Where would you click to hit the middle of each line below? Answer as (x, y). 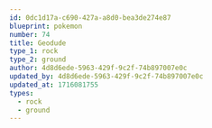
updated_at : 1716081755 (54, 85)
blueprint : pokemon (46, 26)
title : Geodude (38, 43)
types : (22, 93)
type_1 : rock (34, 51)
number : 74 (30, 34)
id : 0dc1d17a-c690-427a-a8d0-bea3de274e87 (90, 18)
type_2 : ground (38, 59)
